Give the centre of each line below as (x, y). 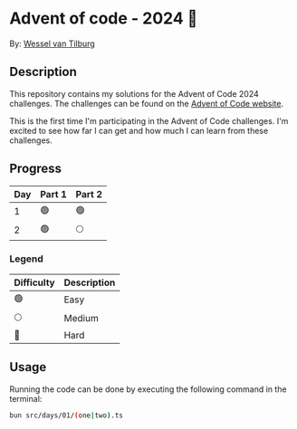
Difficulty (35, 282)
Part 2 (89, 194)
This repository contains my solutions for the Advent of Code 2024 (134, 93)
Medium (81, 319)
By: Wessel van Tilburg (52, 43)
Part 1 (53, 194)
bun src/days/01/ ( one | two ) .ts (67, 415)
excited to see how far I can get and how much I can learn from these (139, 130)
